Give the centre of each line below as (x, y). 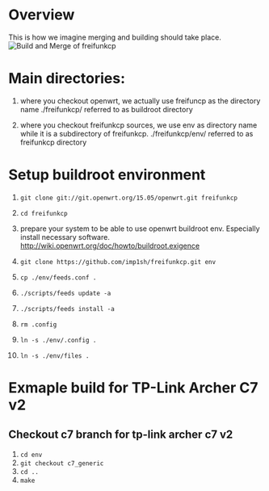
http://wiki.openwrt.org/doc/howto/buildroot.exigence (110, 245)
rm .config (38, 325)
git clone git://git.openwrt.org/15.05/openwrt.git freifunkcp (129, 198)
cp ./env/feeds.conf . (58, 277)
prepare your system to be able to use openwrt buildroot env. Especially (140, 229)
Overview (42, 15)
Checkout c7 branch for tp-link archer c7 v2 (121, 435)
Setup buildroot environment (107, 175)
